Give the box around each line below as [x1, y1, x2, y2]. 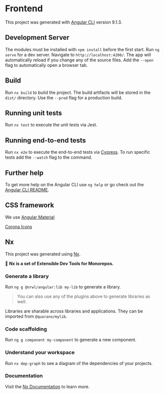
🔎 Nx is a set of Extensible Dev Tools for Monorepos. [5, 260, 114, 266]
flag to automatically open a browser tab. [5, 62, 88, 68]
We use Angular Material [5, 214, 55, 220]
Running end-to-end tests [5, 136, 86, 144]
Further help [5, 169, 44, 177]
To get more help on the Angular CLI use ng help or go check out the [5, 182, 144, 187]
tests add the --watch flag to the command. [5, 154, 93, 160]
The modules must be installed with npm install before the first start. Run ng [5, 46, 160, 52]
